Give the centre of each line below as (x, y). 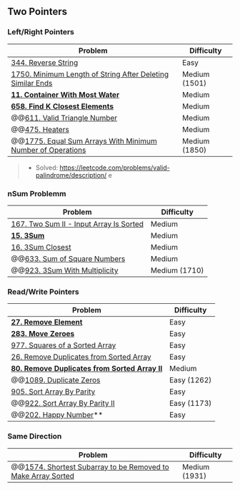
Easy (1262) (190, 380)
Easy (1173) (190, 404)
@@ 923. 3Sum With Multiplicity (65, 270)
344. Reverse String (45, 62)
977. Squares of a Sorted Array (64, 345)
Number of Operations (49, 150)
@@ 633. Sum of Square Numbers (68, 258)
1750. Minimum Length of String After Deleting (90, 74)
